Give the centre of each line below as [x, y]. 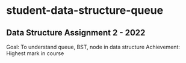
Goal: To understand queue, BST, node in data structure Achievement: [93, 47]
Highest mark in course [35, 53]
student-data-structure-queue [85, 10]
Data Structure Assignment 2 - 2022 [76, 33]
